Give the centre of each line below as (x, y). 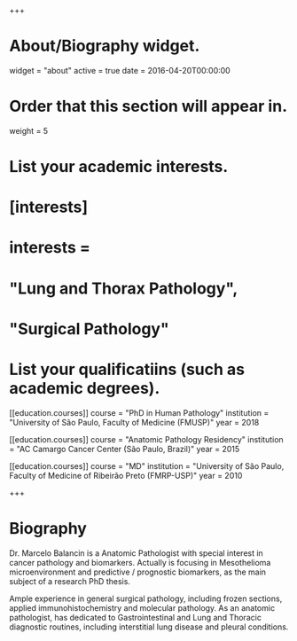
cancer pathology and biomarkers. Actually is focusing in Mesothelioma (140, 562)
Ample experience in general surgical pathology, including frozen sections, (146, 598)
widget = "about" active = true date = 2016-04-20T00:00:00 (120, 70)
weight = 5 (29, 130)
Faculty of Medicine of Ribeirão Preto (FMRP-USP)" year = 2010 (126, 475)
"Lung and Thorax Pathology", (124, 288)
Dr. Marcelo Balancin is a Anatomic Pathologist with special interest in (136, 553)
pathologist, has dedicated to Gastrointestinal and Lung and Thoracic (135, 617)
